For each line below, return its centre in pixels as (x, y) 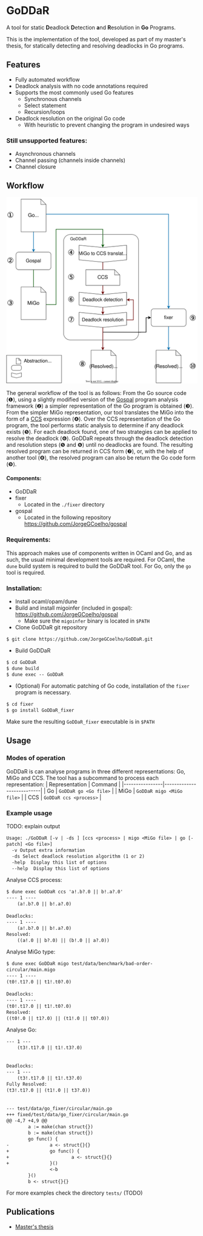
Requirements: (28, 540)
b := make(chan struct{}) (61, 1133)
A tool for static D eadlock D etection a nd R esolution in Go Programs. (91, 27)
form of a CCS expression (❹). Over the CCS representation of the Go (93, 419)
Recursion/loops (45, 112)
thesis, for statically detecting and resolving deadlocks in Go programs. (95, 46)
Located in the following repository (68, 517)
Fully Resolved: (27, 1084)
